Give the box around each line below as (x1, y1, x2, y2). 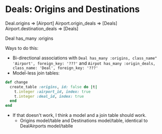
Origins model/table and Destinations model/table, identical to (20, 117, 148, 124)
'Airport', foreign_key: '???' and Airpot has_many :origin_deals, (12, 60, 155, 66)
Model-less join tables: (12, 70, 60, 76)
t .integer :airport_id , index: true (14, 89, 91, 94)
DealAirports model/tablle (20, 123, 73, 129)
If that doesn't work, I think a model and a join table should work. (12, 112, 146, 118)
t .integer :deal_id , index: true (14, 94, 84, 99)
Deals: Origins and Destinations (5, 4, 140, 15)
